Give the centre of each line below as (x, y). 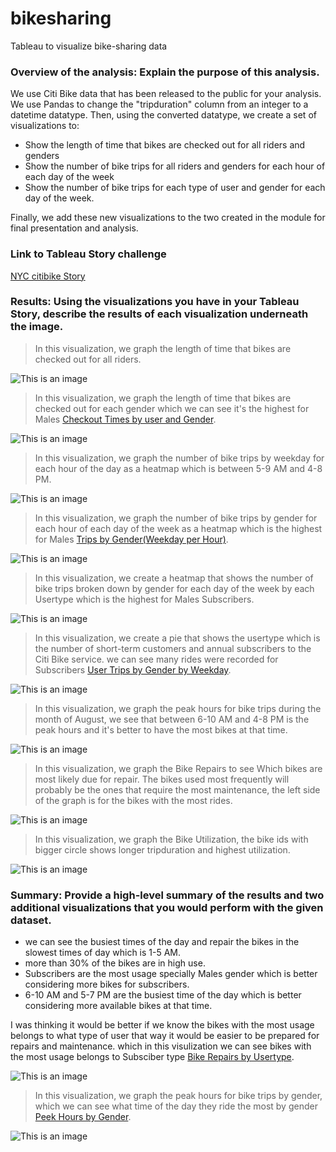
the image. (37, 327)
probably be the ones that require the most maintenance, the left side (177, 789)
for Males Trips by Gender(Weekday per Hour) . (131, 539)
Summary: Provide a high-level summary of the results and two (167, 895)
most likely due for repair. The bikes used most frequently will (162, 779)
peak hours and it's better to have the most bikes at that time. (161, 729)
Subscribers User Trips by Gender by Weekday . (133, 669)
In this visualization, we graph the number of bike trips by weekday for (179, 458)
